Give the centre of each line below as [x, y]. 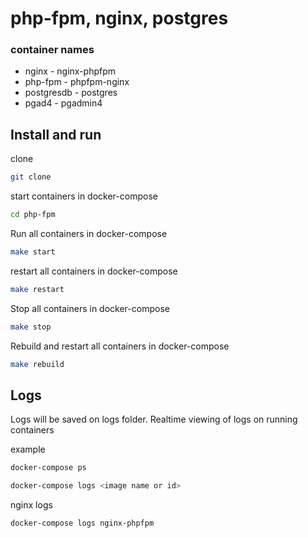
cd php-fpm [33, 215]
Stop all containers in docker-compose [90, 308]
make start [33, 252]
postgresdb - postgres [71, 93]
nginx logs [31, 505]
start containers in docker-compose [84, 196]
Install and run [56, 134]
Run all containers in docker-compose [89, 234]
